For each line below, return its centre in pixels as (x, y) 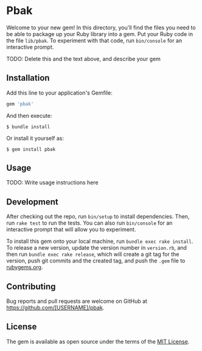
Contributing (31, 287)
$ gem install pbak (31, 149)
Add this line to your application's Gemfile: (59, 93)
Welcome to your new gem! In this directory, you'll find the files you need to (101, 27)
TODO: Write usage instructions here (52, 183)
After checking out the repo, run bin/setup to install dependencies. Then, (98, 217)
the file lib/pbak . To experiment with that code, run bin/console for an (94, 40)
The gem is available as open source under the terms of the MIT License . (98, 341)
